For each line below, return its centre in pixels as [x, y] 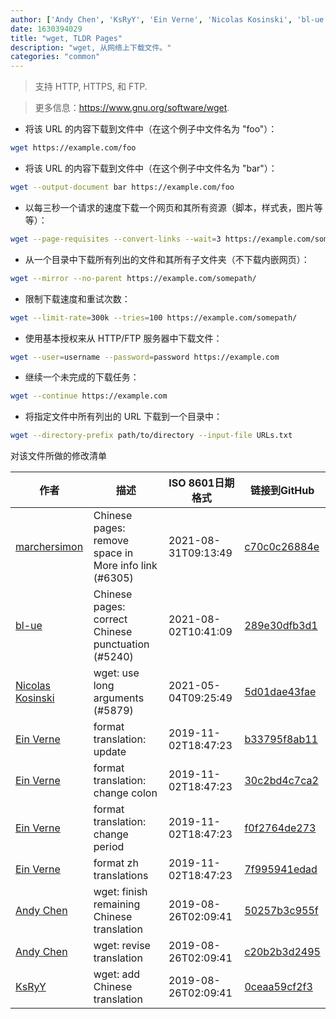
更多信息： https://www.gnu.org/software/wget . [132, 108]
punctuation [121, 644]
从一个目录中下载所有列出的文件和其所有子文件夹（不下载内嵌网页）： [167, 259]
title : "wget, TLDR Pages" [66, 38]
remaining [117, 904]
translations [121, 876]
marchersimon [49, 547]
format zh [116, 863]
